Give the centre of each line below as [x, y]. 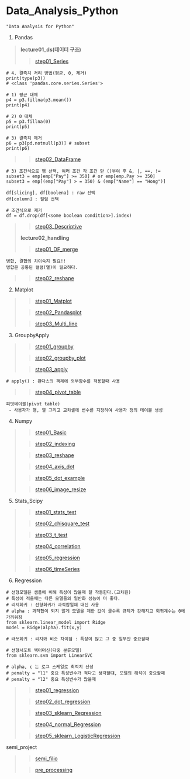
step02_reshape [54, 278]
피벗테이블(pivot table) [33, 404]
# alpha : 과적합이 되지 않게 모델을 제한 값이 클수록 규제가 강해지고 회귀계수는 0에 [96, 611]
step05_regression [57, 558]
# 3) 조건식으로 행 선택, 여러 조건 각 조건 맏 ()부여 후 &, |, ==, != [83, 171]
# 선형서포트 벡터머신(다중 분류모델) [44, 650]
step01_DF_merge [56, 249]
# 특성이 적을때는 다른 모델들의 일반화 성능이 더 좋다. [63, 598]
